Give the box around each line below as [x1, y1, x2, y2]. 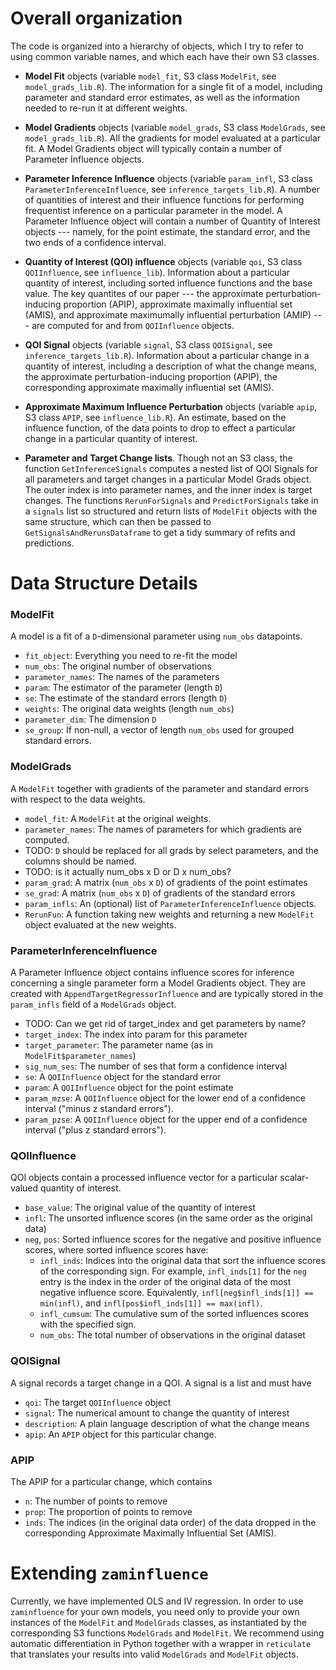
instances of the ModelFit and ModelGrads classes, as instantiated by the [10, 1616, 307, 1628]
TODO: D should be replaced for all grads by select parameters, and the [24, 844, 319, 856]
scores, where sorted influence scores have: [24, 1244, 209, 1256]
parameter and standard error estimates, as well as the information [24, 91, 300, 103]
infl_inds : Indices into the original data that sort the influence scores [39, 1255, 326, 1267]
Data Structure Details [10, 572, 198, 595]
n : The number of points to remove [24, 1495, 168, 1507]
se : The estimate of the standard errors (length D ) [24, 692, 228, 704]
